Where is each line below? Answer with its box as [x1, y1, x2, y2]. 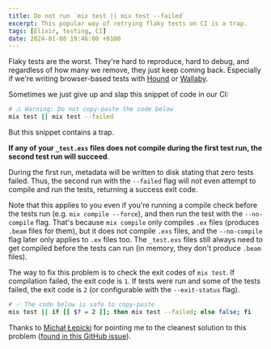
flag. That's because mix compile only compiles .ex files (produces [36, 218, 260, 227]
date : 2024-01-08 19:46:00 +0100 [8, 34, 121, 43]
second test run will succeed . [8, 151, 110, 161]
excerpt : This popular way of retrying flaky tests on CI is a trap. [8, 19, 248, 28]
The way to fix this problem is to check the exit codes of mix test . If [8, 268, 235, 277]
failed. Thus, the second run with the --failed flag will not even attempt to [8, 176, 256, 185]
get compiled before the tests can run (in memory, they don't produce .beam [8, 244, 261, 253]
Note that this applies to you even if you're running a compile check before [8, 200, 257, 210]
